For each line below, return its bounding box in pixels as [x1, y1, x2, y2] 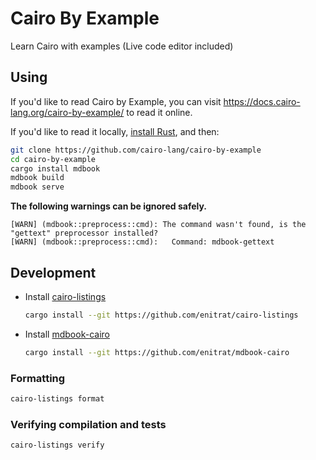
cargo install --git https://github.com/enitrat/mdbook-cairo [24, 347, 290, 357]
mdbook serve [10, 182, 65, 192]
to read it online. [126, 106, 193, 118]
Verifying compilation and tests [10, 417, 167, 431]
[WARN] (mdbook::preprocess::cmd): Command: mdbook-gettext [10, 237, 275, 247]
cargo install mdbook [10, 163, 101, 174]
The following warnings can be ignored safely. [10, 200, 208, 212]
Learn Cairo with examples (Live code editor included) [10, 40, 234, 52]
